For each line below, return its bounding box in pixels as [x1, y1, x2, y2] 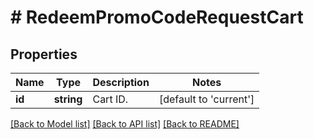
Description [92, 76, 150, 89]
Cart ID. [92, 92, 129, 106]
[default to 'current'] [158, 92, 255, 106]
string [53, 92, 83, 106]
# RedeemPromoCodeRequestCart [10, 6, 304, 29]
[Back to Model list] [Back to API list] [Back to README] [10, 118, 240, 130]
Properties [10, 46, 78, 63]
